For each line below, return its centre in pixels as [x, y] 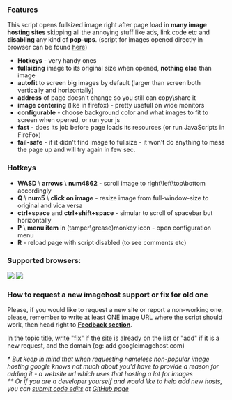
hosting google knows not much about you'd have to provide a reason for [113, 366]
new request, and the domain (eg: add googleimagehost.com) [96, 346]
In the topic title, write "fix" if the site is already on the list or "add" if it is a [113, 338]
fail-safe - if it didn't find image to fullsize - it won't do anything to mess [121, 142]
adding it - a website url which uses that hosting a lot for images [100, 374]
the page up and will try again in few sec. [76, 150]
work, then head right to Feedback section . [70, 325]
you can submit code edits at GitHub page [68, 389]
